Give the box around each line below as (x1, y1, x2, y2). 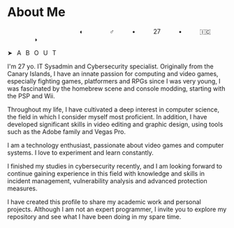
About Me (7, 4, 66, 20)
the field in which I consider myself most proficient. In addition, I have (7, 112, 207, 121)
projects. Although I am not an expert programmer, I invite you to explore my (7, 205, 227, 213)
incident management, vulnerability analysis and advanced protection (7, 176, 207, 185)
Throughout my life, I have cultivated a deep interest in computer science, (7, 105, 220, 114)
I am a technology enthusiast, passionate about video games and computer (7, 141, 224, 149)
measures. (7, 184, 38, 192)
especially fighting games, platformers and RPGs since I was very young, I (7, 77, 221, 85)
